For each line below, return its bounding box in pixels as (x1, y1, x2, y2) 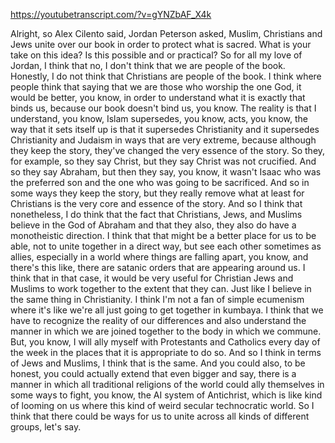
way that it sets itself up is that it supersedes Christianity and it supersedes (10, 124, 320, 135)
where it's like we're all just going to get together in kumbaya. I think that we (10, 304, 324, 316)
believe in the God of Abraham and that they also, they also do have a (10, 219, 297, 231)
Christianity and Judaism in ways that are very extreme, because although (10, 134, 317, 146)
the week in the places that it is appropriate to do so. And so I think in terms (10, 347, 322, 358)
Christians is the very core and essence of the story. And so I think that (10, 198, 303, 209)
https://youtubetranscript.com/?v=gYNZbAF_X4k (10, 9, 212, 20)
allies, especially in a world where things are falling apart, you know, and (10, 251, 309, 263)
